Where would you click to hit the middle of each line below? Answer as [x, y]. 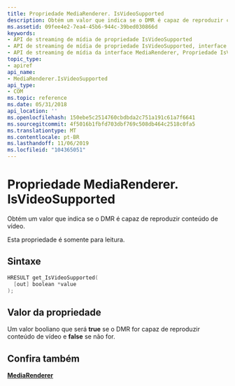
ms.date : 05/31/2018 [37, 105]
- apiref [20, 66]
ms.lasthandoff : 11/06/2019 [48, 144]
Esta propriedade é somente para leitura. [66, 239]
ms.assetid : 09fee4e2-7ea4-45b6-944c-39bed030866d [83, 27]
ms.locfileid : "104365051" [47, 150]
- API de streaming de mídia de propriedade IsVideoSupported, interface [117, 46]
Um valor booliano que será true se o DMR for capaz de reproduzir [104, 329]
